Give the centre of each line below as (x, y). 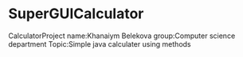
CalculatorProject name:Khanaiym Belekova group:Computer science (122, 36)
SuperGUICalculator (76, 14)
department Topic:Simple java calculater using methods (100, 44)
